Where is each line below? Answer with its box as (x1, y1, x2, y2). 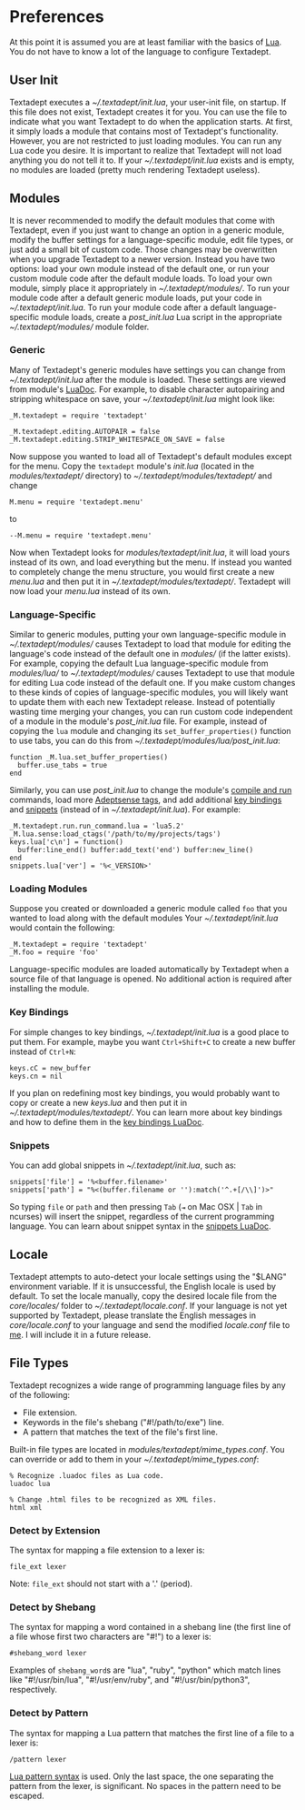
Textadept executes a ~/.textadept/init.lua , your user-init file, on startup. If (9, 96, 287, 107)
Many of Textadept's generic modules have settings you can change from (9, 364, 286, 375)
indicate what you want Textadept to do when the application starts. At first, (9, 116, 293, 126)
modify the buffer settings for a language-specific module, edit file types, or (9, 234, 294, 245)
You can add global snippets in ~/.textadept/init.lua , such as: (9, 1160, 237, 1171)
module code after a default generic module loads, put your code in (9, 292, 262, 303)
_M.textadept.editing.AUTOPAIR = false (9, 427, 161, 436)
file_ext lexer (9, 1562, 67, 1571)
